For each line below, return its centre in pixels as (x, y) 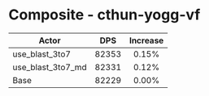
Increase (146, 40)
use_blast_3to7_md (50, 67)
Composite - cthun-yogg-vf (104, 15)
